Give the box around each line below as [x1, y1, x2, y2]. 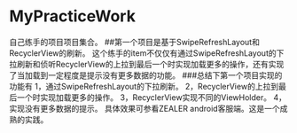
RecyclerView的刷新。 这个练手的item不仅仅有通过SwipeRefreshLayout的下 [9, 47, 285, 59]
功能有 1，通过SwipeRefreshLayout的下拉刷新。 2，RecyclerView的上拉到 [9, 81, 279, 91]
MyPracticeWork [9, 6, 136, 27]
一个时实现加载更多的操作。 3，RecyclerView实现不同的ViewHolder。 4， [16, 91, 286, 103]
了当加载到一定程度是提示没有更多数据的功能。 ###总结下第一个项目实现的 [9, 69, 283, 81]
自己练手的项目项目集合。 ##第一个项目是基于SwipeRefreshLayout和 [9, 36, 260, 47]
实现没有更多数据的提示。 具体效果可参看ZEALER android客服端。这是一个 [9, 103, 281, 113]
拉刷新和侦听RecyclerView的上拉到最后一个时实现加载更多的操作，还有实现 [9, 59, 285, 69]
